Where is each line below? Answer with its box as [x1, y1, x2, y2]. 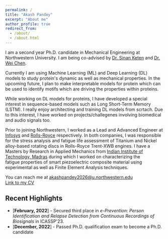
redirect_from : [5, 26, 37, 31]
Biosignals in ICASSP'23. [12, 218, 64, 224]
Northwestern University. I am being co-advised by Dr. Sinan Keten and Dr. [5, 54, 160, 61]
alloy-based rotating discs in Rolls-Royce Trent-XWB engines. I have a [5, 143, 150, 149]
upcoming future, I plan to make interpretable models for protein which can [5, 80, 161, 86]
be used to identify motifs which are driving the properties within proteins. [5, 86, 159, 92]
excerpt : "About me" [5, 17, 49, 22]
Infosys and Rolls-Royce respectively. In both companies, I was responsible [5, 132, 161, 138]
